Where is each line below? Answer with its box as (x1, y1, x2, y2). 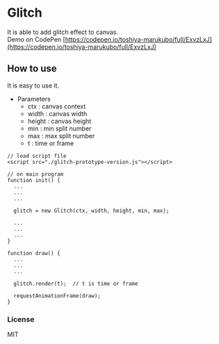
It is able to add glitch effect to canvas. (7, 28, 119, 36)
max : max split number (27, 131, 95, 140)
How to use (7, 63, 57, 74)
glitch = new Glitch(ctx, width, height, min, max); (13, 207, 170, 214)
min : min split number (27, 124, 92, 133)
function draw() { (7, 249, 60, 256)
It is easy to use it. (7, 81, 60, 90)
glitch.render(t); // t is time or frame (13, 280, 138, 287)
